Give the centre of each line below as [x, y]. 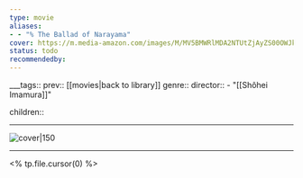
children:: [27, 112]
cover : [22, 43]
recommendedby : [38, 59]
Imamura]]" [31, 94]
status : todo [34, 51]
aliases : [26, 26]
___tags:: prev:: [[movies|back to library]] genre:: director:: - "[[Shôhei [139, 85]
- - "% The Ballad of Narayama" [70, 34]
